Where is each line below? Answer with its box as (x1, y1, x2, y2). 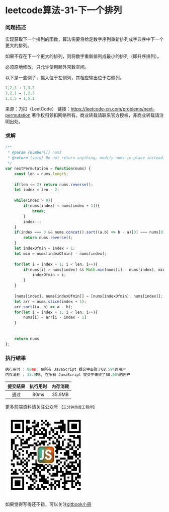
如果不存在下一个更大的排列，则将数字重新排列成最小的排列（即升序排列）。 (5, 53, 162, 60)
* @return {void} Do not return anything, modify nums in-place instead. (7, 155, 165, 160)
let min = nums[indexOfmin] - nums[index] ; (14, 251, 107, 256)
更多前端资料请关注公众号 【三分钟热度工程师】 (5, 404, 97, 410)
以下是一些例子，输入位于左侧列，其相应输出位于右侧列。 (5, 75, 124, 81)
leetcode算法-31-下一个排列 (5, 5, 122, 16)
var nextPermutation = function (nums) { (5, 166, 92, 171)
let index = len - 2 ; (14, 187, 59, 192)
